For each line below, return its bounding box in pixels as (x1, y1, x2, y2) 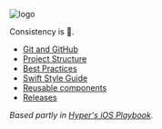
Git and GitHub (22, 44, 79, 55)
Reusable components (22, 83, 107, 93)
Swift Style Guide (22, 73, 88, 84)
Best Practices (22, 64, 77, 74)
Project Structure (22, 54, 87, 64)
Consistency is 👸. (9, 26, 75, 36)
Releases (22, 92, 57, 103)
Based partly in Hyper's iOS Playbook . (9, 110, 154, 120)
